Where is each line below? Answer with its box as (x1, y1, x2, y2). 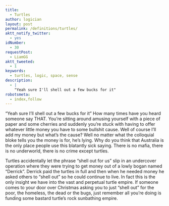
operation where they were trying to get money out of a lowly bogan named (5, 163, 162, 169)
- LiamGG (10, 54, 28, 60)
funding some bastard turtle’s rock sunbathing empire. (5, 195, 118, 201)
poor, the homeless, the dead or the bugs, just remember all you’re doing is (5, 190, 161, 196)
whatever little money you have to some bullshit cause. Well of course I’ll (5, 127, 156, 133)
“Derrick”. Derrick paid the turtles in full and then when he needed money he (5, 169, 164, 175)
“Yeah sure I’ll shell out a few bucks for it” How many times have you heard (5, 111, 161, 117)
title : (5, 7, 19, 13)
